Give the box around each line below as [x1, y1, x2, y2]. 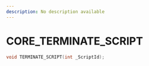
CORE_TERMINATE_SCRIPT [6, 34, 144, 48]
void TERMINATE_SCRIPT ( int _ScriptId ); [6, 54, 105, 60]
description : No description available [6, 8, 105, 15]
